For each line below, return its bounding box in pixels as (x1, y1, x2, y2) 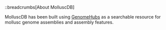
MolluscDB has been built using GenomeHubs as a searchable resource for (5, 14, 161, 19)
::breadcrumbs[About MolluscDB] (5, 4, 75, 10)
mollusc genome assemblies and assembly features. (5, 19, 114, 25)
